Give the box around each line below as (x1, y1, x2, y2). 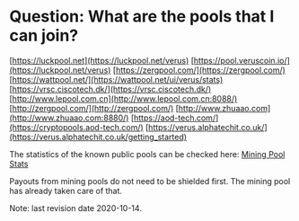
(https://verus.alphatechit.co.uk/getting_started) (9, 131, 187, 142)
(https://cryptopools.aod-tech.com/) (9, 121, 144, 132)
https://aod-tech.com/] (133, 112, 219, 123)
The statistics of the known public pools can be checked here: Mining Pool (9, 148, 286, 159)
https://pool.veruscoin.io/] (193, 55, 290, 66)
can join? (9, 25, 79, 46)
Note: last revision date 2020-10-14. (9, 202, 142, 213)
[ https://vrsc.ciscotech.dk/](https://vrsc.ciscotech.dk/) (9, 84, 212, 94)
